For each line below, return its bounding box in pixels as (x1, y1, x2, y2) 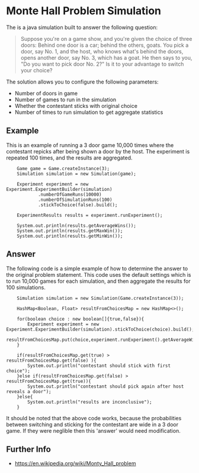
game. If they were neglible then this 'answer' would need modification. (6, 427, 181, 434)
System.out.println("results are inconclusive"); (27, 399, 152, 405)
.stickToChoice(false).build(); (37, 202, 118, 208)
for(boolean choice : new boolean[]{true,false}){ (17, 316, 145, 322)
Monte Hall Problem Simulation (6, 4, 162, 18)
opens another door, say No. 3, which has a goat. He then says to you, (20, 54, 192, 61)
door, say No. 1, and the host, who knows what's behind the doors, (20, 47, 184, 55)
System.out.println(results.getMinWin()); (17, 233, 123, 239)
